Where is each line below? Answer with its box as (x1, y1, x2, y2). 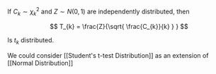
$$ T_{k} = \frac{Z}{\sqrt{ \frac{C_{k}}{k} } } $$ (49, 23, 189, 31)
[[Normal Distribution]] (7, 59, 74, 68)
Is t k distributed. (7, 36, 55, 47)
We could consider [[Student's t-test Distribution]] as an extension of (7, 51, 209, 60)
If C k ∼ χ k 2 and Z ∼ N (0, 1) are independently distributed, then (7, 6, 190, 17)
